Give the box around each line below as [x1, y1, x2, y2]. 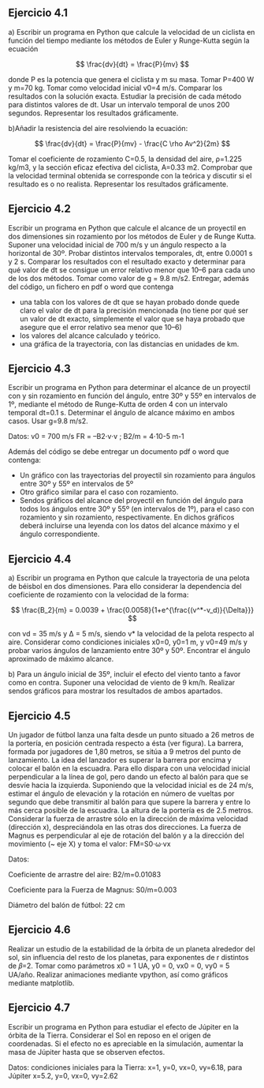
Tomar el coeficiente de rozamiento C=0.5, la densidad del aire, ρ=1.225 [8, 154, 243, 163]
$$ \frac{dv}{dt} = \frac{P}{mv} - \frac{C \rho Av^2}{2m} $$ [34, 138, 231, 148]
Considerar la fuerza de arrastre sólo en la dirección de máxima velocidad [8, 814, 248, 824]
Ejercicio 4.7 [8, 1001, 71, 1015]
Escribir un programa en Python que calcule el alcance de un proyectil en [8, 223, 247, 232]
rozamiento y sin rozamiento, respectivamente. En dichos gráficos [19, 512, 235, 522]
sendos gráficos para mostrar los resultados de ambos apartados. [8, 686, 223, 696]
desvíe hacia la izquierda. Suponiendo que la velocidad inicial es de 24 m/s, [8, 781, 254, 790]
